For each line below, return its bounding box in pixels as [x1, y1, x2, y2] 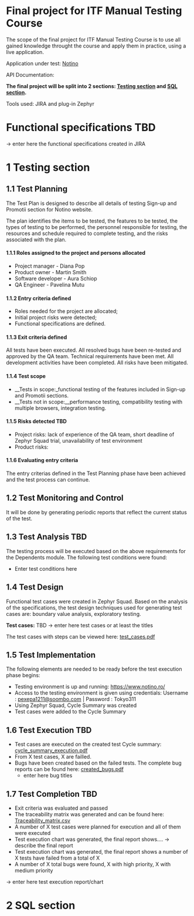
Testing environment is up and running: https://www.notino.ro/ [14, 683, 165, 691]
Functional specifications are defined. [14, 320, 106, 327]
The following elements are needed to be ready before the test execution [6, 665, 183, 673]
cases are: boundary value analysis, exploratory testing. [6, 610, 142, 617]
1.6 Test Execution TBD [6, 725, 92, 735]
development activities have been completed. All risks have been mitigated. [6, 359, 189, 366]
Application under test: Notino [6, 60, 79, 67]
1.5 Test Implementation [6, 650, 96, 660]
